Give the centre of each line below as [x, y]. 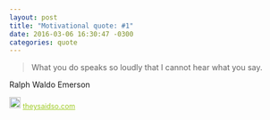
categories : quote [43, 42]
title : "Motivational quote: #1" [72, 26]
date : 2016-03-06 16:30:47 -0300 [72, 34]
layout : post [34, 17]
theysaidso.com [49, 106]
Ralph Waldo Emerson [50, 84]
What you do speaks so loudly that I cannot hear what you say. [147, 68]
